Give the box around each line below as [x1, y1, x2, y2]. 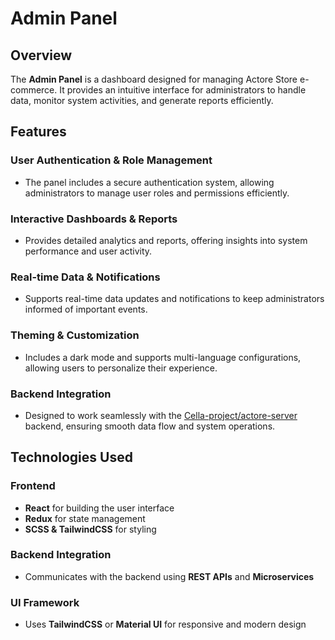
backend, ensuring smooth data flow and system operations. [24, 420, 276, 432]
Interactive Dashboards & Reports [10, 212, 178, 226]
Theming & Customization [10, 328, 140, 342]
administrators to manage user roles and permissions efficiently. [24, 187, 290, 199]
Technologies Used [10, 449, 133, 466]
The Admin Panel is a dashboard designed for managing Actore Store [10, 73, 298, 85]
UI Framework [10, 595, 80, 609]
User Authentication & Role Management [10, 153, 213, 167]
